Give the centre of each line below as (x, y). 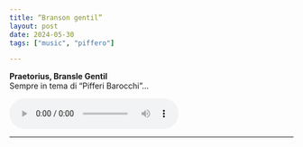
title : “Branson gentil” (56, 18)
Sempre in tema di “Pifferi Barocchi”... (79, 86)
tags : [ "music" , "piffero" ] (62, 43)
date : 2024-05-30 (42, 34)
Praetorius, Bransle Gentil (59, 77)
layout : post (34, 26)
